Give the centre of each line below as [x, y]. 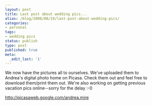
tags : [10, 32]
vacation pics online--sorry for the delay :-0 [49, 88]
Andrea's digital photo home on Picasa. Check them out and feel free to [76, 78]
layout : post [18, 9]
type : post [16, 45]
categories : [17, 23]
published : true [21, 50]
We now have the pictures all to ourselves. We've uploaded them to [72, 73]
